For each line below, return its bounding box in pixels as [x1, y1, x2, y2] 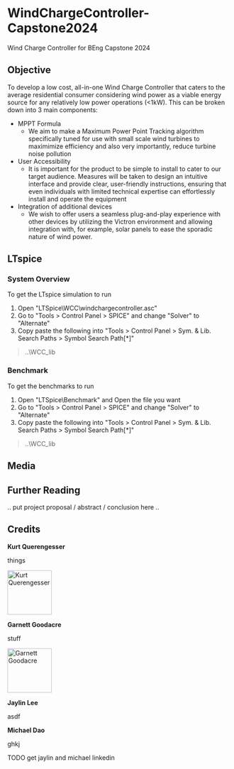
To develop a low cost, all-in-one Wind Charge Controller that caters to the [7, 83, 225, 92]
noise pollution [28, 149, 72, 157]
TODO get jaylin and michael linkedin [7, 753, 116, 762]
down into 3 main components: [7, 105, 98, 114]
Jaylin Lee [7, 698, 38, 707]
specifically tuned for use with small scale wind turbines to [28, 134, 200, 143]
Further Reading [7, 484, 81, 496]
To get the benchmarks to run [7, 382, 94, 390]
